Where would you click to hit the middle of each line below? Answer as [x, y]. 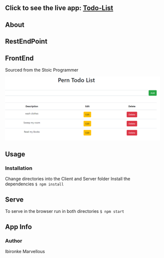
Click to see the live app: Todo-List [59, 8]
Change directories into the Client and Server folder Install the [68, 179]
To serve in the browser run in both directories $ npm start [65, 211]
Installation [19, 168]
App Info [18, 227]
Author [14, 241]
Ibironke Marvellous [25, 251]
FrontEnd [19, 58]
